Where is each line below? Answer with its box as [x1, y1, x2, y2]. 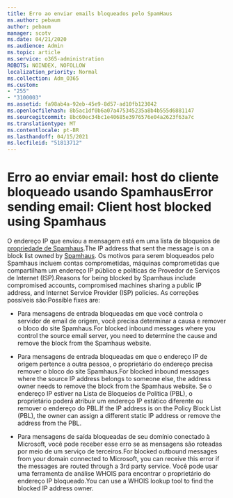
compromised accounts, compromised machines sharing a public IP [7, 281, 202, 289]
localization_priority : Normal [7, 68, 98, 75]
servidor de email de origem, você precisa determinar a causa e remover [17, 317, 227, 326]
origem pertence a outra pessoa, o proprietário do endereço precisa [17, 360, 214, 369]
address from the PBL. [17, 419, 82, 428]
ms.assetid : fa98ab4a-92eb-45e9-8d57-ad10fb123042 [7, 101, 157, 108]
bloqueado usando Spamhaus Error [7, 184, 214, 200]
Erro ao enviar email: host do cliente [7, 170, 219, 185]
